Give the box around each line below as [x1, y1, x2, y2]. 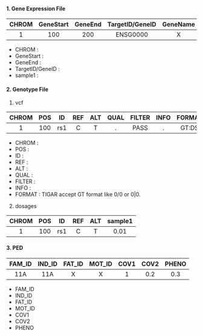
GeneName [162, 20, 195, 29]
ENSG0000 [115, 30, 149, 39]
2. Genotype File [6, 86, 49, 93]
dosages [14, 203, 37, 210]
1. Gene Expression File [6, 5, 66, 12]
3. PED [6, 244, 23, 251]
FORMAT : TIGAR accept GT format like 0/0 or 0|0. [14, 191, 141, 198]
